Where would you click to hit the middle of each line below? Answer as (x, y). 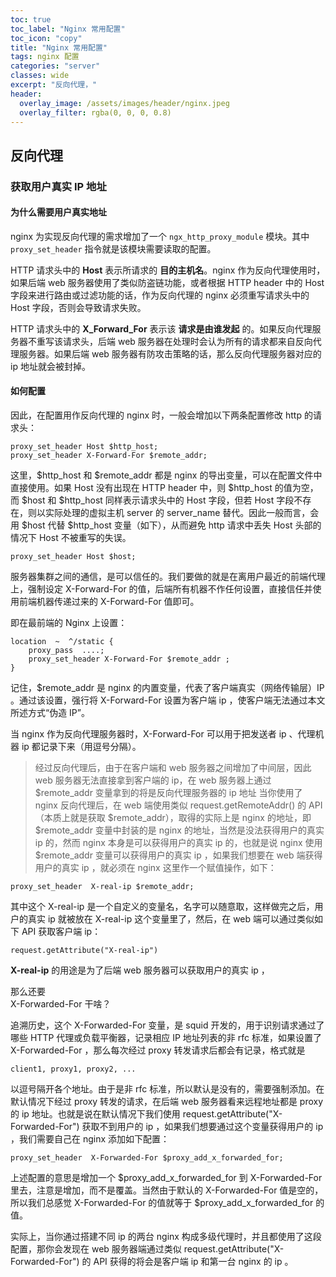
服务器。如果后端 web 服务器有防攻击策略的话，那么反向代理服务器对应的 (170, 353)
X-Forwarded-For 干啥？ (61, 1004)
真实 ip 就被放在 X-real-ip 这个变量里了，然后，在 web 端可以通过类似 (171, 919)
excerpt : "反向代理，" (54, 85)
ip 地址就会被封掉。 (50, 366)
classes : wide (40, 76)
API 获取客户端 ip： (61, 932)
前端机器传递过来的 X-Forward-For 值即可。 (109, 602)
